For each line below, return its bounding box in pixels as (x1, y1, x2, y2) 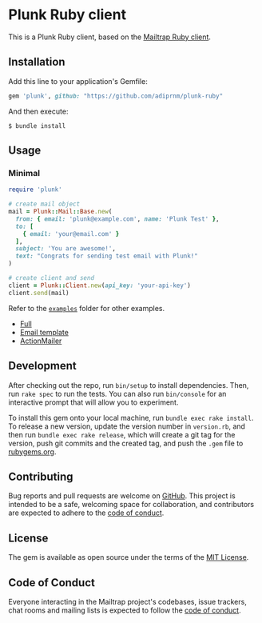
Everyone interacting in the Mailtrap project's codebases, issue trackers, (8, 597, 248, 606)
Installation (8, 55, 65, 69)
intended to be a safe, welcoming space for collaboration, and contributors (8, 500, 254, 509)
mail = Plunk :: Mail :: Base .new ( (8, 208, 113, 216)
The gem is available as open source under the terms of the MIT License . (8, 553, 249, 562)
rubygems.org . (8, 446, 57, 457)
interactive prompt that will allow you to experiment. (8, 397, 179, 407)
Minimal (8, 167, 41, 178)
